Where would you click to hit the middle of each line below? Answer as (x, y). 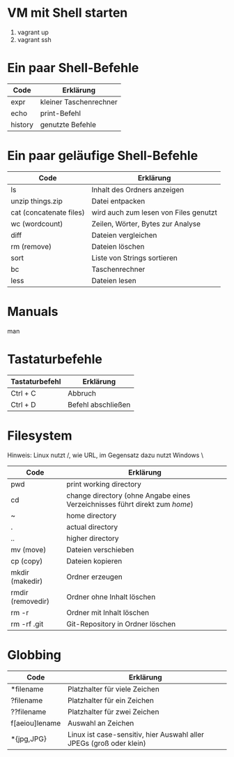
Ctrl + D (23, 405)
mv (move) (29, 549)
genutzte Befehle (68, 124)
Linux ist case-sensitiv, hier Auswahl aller (135, 734)
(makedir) (27, 581)
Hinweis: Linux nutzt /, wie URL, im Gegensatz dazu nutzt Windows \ (106, 455)
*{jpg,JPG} (29, 739)
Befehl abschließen (99, 405)
